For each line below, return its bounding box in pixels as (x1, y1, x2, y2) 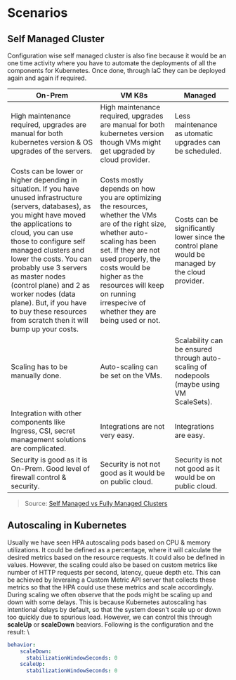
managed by (174, 258, 216, 268)
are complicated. (11, 444, 67, 453)
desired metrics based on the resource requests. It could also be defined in (7, 553, 225, 561)
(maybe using (174, 380, 220, 389)
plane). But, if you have (11, 298, 87, 307)
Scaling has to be (11, 362, 68, 371)
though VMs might (100, 138, 162, 147)
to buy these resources (11, 307, 87, 316)
